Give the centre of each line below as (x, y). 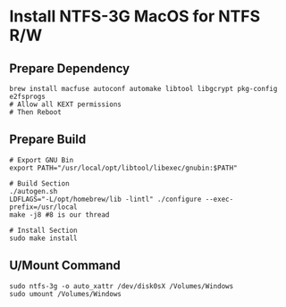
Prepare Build (48, 140)
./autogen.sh (34, 191)
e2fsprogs (28, 96)
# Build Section (39, 183)
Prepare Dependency (70, 68)
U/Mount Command (65, 266)
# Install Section (43, 230)
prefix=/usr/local (43, 207)
